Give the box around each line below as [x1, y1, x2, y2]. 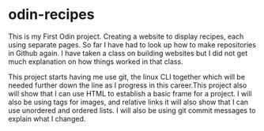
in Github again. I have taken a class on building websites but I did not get [8, 48, 248, 58]
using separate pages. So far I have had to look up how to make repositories [8, 39, 257, 49]
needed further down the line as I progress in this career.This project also [8, 80, 247, 90]
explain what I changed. [8, 114, 86, 123]
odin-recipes [8, 6, 95, 24]
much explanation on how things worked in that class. [8, 57, 183, 66]
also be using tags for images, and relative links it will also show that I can [8, 97, 249, 107]
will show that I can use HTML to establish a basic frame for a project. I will [8, 88, 252, 98]
